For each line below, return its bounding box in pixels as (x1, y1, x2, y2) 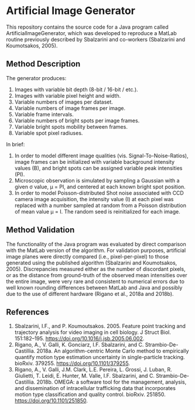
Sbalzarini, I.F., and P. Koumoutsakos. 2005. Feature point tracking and (14, 323, 186, 330)
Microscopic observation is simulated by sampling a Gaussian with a (14, 177, 180, 184)
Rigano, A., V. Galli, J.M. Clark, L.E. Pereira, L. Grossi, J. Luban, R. (14, 366, 172, 373)
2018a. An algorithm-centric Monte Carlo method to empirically (36, 347, 189, 354)
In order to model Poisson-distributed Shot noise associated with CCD (14, 189, 184, 197)
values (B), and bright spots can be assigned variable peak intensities (14, 164, 183, 171)
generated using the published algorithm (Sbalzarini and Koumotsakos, (6, 259, 177, 266)
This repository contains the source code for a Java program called (6, 23, 169, 30)
